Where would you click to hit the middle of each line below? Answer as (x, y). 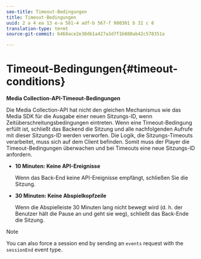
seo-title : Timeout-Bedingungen (46, 12)
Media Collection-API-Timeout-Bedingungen (63, 98)
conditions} (36, 82)
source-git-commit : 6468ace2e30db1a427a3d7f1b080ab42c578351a (85, 34)
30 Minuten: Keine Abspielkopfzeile (61, 196)
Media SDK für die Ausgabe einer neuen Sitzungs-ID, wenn (79, 116)
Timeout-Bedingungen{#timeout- (92, 69)
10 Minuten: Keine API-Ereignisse (58, 166)
